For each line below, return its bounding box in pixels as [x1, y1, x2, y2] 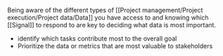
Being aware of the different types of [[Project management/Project [7, 6, 203, 14]
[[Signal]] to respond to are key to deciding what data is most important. [7, 21, 217, 29]
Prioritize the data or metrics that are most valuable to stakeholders [17, 42, 213, 50]
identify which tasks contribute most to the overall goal [17, 34, 177, 43]
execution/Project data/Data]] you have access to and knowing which [7, 13, 209, 22]
